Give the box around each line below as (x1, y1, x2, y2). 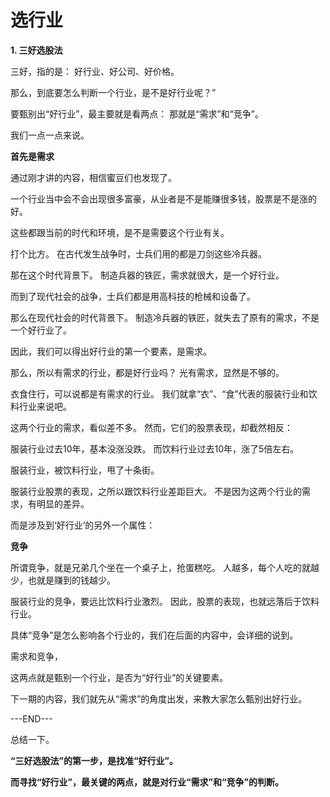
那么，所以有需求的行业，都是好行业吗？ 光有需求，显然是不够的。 (10, 366, 285, 378)
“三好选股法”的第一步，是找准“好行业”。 (10, 754, 179, 766)
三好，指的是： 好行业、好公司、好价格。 (10, 65, 180, 77)
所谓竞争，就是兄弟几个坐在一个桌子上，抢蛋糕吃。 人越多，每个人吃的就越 (10, 561, 320, 573)
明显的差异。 (36, 497, 90, 510)
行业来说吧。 (18, 400, 72, 412)
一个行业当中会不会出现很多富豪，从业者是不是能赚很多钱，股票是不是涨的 (10, 192, 317, 205)
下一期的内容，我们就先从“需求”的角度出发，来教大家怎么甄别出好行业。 (10, 692, 308, 705)
